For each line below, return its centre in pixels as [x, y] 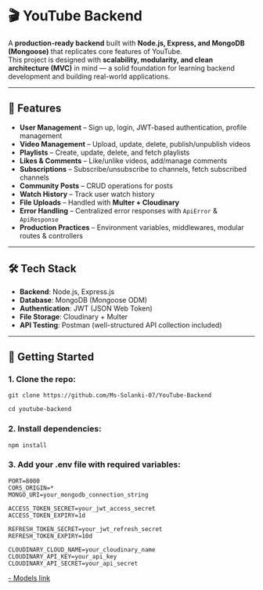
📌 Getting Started [51, 357]
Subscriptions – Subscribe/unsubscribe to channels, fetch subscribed [133, 169]
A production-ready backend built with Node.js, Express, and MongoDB [126, 43]
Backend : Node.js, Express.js [67, 291]
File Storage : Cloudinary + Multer [74, 316]
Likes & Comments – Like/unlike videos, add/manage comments [123, 160]
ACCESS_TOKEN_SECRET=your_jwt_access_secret [82, 508]
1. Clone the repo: [42, 379]
